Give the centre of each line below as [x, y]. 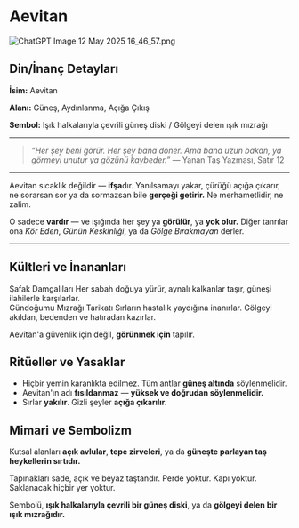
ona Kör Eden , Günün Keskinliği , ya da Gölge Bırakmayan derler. [127, 231]
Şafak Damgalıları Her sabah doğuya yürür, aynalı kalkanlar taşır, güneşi [141, 288]
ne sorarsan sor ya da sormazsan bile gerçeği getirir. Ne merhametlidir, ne [146, 195]
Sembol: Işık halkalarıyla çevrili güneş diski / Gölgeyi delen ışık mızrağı [139, 124]
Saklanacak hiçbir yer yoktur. [62, 488]
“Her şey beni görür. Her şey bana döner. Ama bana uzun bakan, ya [156, 150]
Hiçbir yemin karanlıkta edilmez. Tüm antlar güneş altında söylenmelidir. [154, 383]
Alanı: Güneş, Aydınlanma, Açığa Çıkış [79, 108]
